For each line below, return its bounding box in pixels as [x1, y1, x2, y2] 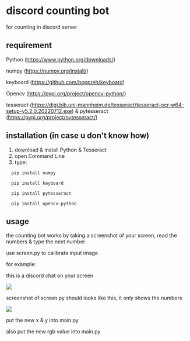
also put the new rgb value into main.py [6, 328, 101, 335]
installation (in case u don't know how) [6, 130, 150, 141]
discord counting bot [6, 4, 110, 18]
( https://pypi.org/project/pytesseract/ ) [6, 113, 98, 120]
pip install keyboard [11, 180, 64, 186]
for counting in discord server [6, 23, 78, 30]
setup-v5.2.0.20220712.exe [6, 107, 72, 115]
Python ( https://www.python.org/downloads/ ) [6, 56, 115, 63]
